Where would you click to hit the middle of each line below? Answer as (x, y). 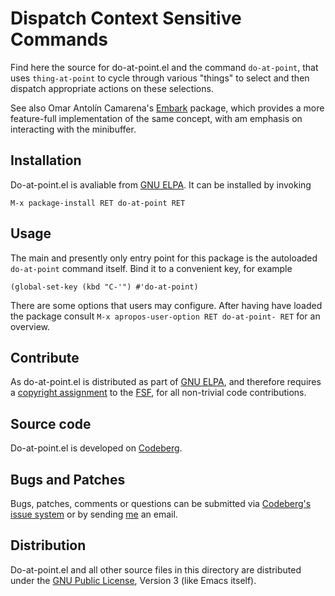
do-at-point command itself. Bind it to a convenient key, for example (151, 268)
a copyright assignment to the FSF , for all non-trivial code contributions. (158, 393)
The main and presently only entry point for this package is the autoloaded (164, 258)
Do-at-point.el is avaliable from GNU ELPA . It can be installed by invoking (161, 184)
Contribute (45, 357)
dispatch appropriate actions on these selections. (112, 88)
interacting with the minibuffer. (73, 129)
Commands (59, 39)
